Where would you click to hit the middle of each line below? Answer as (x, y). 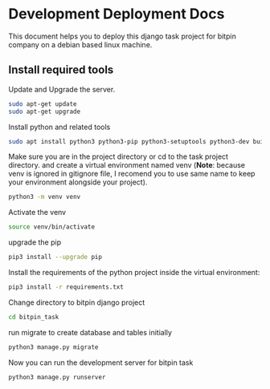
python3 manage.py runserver (57, 377)
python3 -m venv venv (45, 197)
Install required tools (61, 70)
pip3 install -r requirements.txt (66, 287)
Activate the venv (37, 213)
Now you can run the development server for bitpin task (101, 363)
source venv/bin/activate (51, 227)
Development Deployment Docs (117, 14)
